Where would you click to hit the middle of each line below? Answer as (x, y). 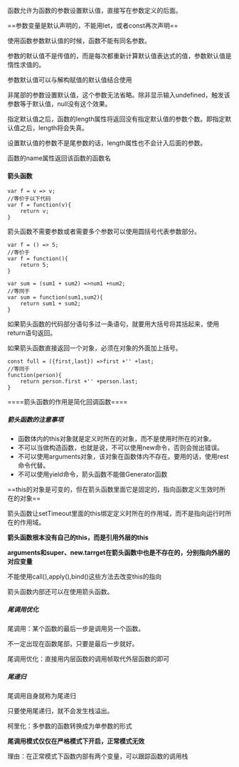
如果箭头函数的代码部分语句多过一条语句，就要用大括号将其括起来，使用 (113, 324)
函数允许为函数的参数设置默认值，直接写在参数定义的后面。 (95, 10)
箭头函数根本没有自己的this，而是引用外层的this (78, 538)
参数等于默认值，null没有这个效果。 (59, 104)
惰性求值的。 (26, 65)
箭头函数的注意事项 (36, 419)
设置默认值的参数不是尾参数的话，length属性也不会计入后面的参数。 (107, 143)
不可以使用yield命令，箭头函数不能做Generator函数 (92, 475)
